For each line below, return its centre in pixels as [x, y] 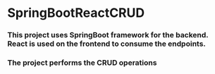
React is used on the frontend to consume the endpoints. [107, 44]
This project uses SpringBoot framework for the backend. [108, 35]
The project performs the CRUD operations [82, 63]
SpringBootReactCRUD [76, 13]
